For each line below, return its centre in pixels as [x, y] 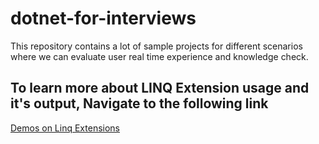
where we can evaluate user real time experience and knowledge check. [159, 56]
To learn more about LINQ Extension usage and [160, 88]
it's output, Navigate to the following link [139, 103]
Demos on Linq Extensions [65, 128]
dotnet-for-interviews [103, 18]
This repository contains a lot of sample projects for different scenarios [156, 46]
